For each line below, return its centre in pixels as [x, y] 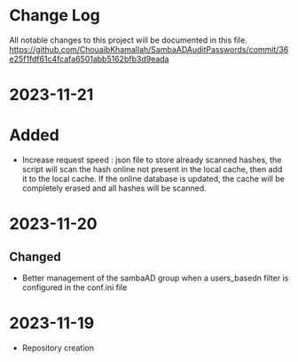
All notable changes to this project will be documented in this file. [129, 40]
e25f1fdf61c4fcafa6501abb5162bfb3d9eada [89, 59]
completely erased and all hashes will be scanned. [114, 188]
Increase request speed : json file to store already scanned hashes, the [152, 160]
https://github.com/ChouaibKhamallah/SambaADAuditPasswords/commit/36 [149, 49]
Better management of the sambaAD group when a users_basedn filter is [155, 278]
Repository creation [58, 348]
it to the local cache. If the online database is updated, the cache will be [153, 179]
